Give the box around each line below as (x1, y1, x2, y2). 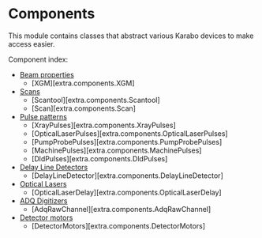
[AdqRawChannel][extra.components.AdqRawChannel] (31, 204, 211, 213)
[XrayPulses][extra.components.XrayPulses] (31, 120, 176, 130)
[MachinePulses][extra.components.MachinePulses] (31, 145, 202, 155)
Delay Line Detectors (19, 162, 88, 172)
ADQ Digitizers (19, 195, 68, 206)
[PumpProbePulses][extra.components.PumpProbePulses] (31, 137, 223, 146)
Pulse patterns (19, 111, 67, 121)
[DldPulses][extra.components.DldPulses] (31, 153, 168, 163)
